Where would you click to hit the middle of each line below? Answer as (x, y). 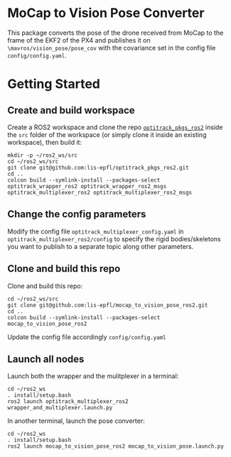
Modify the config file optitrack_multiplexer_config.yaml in (96, 231)
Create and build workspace (71, 110)
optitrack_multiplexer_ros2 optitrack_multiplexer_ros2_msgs (100, 192)
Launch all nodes (46, 359)
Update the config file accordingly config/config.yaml (87, 337)
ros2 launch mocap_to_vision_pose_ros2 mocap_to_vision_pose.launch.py (116, 446)
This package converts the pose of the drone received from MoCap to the (116, 33)
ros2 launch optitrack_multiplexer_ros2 (68, 402)
